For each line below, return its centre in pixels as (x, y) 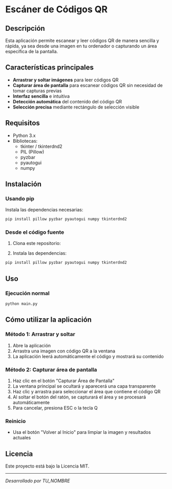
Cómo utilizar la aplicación (49, 320)
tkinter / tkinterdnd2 (41, 146)
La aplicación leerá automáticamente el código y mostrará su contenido (88, 356)
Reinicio (16, 421)
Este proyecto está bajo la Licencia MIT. (47, 466)
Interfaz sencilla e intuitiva (41, 96)
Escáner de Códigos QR (57, 9)
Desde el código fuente (35, 232)
